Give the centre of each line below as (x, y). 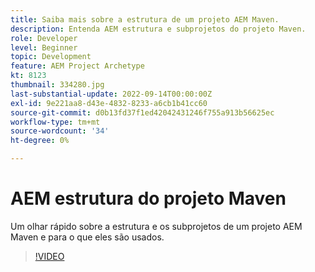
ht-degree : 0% (40, 141)
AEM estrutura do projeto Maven (148, 198)
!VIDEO (49, 256)
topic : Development (51, 57)
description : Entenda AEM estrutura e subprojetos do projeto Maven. (158, 29)
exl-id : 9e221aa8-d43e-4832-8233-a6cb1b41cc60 (109, 103)
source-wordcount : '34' (60, 131)
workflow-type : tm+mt (55, 122)
